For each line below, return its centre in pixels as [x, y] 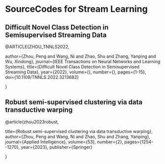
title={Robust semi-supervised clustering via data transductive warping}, [79, 131]
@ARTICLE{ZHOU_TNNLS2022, [37, 47]
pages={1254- [139, 142]
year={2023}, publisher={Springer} [57, 147]
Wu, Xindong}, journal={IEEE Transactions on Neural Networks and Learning [83, 62]
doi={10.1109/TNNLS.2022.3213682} [42, 77]
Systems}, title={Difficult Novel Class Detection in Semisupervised [72, 67]
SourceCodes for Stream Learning [76, 9]
